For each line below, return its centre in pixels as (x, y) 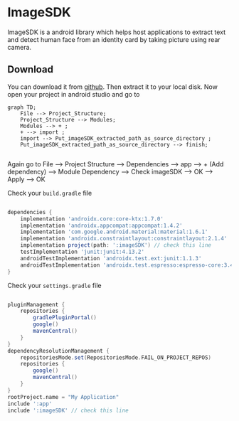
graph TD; (22, 107)
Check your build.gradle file (50, 193)
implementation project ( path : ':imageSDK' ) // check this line (116, 245)
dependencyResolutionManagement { (59, 351)
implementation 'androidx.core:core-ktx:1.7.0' (92, 219)
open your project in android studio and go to (74, 94)
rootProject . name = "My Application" (63, 397)
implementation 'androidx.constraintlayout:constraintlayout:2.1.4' (124, 239)
